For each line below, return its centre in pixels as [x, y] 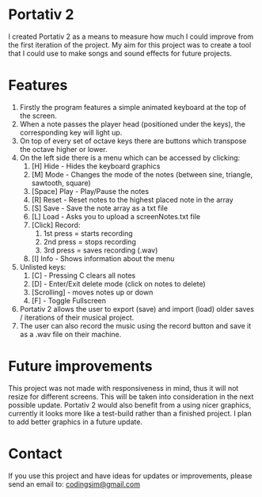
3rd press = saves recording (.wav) [101, 250]
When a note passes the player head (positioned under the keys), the [132, 123]
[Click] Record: [56, 225]
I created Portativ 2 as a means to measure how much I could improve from [131, 36]
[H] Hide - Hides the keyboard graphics [96, 166]
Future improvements [80, 366]
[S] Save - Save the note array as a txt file [100, 208]
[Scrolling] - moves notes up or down [92, 292]
